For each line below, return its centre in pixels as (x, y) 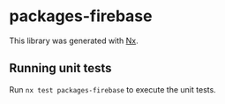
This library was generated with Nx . (74, 41)
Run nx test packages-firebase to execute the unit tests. (112, 89)
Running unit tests (60, 68)
